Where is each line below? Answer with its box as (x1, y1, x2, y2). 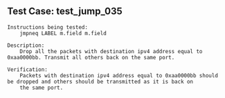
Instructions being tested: (7, 23, 89, 30)
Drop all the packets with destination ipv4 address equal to (19, 48, 203, 55)
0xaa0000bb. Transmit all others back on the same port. (7, 54, 175, 61)
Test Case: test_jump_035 (7, 6, 123, 17)
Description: (7, 41, 45, 49)
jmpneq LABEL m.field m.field (19, 30, 107, 37)
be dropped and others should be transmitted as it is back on (7, 78, 194, 85)
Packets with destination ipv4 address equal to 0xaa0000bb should (19, 72, 218, 79)
